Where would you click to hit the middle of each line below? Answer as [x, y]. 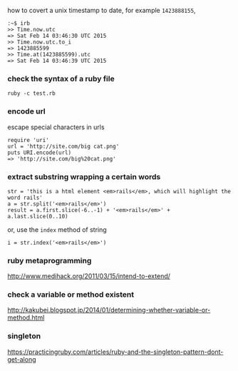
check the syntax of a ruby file [61, 78]
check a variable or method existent [71, 295]
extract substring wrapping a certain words [84, 176]
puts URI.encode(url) [40, 153]
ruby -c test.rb [31, 93]
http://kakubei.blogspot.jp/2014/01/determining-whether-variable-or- [109, 310]
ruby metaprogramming [50, 260]
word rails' [25, 198]
